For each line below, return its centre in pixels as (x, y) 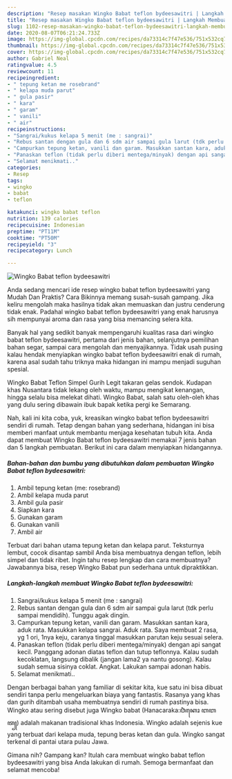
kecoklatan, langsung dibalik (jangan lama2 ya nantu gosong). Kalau (114, 660)
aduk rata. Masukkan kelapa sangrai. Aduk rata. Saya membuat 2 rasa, (118, 630)
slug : (15, 26)
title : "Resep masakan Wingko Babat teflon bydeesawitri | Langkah (106, 20)
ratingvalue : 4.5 (32, 65)
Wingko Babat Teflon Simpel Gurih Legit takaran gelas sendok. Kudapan (109, 383)
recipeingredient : (33, 78)
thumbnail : (23, 46)
